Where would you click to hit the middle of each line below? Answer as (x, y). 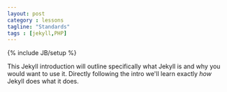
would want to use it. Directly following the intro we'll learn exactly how (109, 74)
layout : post (26, 14)
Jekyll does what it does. (43, 82)
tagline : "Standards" (39, 26)
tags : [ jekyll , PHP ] (37, 33)
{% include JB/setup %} (42, 53)
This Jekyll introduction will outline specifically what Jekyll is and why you (114, 66)
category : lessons (36, 20)
